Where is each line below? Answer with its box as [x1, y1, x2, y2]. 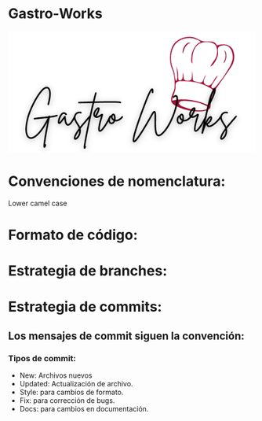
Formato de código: [8, 226, 139, 244]
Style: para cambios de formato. [19, 387, 124, 397]
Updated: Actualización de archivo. [19, 379, 133, 388]
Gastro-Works [8, 5, 104, 23]
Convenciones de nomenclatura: [8, 172, 226, 190]
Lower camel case [8, 198, 67, 208]
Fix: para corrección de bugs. [19, 396, 115, 405]
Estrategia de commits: [8, 298, 162, 316]
